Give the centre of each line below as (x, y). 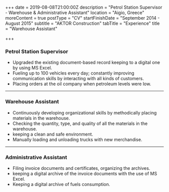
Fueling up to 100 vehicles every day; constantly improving (73, 73)
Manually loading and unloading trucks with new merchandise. (77, 139)
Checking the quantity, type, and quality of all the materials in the (80, 123)
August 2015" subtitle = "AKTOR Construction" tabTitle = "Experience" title (82, 23)
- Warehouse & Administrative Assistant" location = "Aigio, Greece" (75, 13)
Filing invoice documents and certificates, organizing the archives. (81, 168)
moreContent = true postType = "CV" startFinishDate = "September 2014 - (82, 18)
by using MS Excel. (32, 68)
